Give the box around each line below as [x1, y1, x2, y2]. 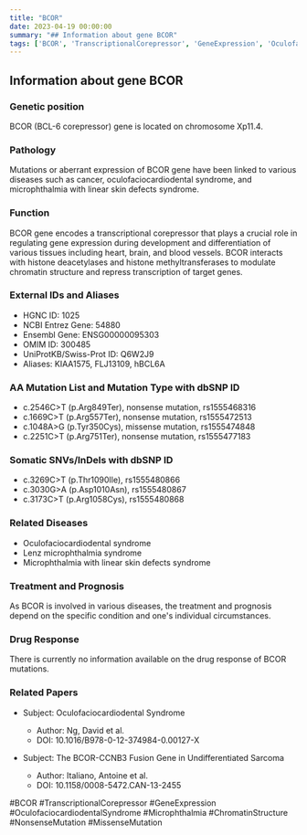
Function [9, 206, 50, 219]
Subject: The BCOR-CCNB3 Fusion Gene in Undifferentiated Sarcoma [22, 752, 285, 763]
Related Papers [9, 686, 79, 699]
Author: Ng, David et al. [36, 724, 125, 735]
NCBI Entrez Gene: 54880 [22, 319, 121, 330]
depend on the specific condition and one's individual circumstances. [9, 610, 271, 621]
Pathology [9, 143, 57, 156]
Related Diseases [9, 517, 89, 530]
